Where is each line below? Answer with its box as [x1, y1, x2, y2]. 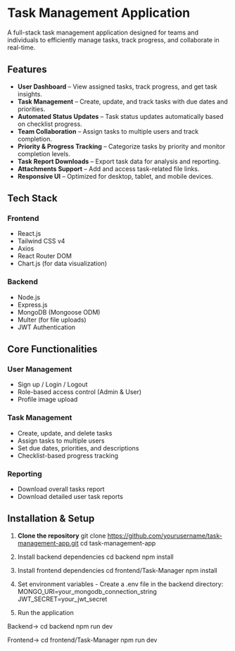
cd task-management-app [80, 538, 156, 547]
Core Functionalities [7, 343, 98, 355]
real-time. [7, 43, 36, 51]
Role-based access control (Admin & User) [17, 388, 142, 396]
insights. [17, 89, 42, 98]
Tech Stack [7, 192, 58, 205]
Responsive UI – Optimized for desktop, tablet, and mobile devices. [17, 172, 213, 180]
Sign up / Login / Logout [17, 380, 88, 388]
